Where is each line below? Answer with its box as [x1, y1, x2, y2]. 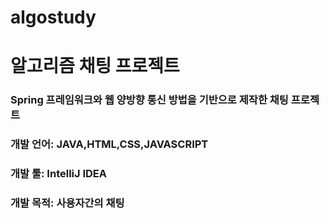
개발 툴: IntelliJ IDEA [10, 167, 108, 181]
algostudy [10, 6, 97, 29]
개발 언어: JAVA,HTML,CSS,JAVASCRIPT [10, 137, 209, 151]
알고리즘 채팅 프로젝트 [10, 55, 180, 78]
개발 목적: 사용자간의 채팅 [10, 196, 125, 210]
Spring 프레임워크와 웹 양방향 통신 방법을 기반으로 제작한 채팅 [10, 93, 289, 107]
